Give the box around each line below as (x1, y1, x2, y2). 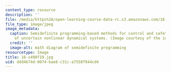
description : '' (5, 12, 40, 17)
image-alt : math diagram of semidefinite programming (10, 45, 126, 50)
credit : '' (10, 41, 33, 46)
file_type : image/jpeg (5, 21, 53, 27)
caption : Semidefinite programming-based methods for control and (10, 31, 154, 36)
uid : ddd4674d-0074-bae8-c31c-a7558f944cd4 (5, 59, 99, 64)
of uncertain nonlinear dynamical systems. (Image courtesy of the (14, 36, 160, 41)
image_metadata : (5, 26, 40, 31)
